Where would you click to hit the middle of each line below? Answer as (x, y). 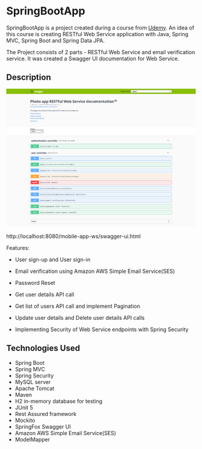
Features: (18, 248)
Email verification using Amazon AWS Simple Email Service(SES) (95, 271)
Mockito (25, 420)
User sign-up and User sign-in (53, 259)
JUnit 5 (24, 408)
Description (29, 77)
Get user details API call (44, 294)
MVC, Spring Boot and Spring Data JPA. (56, 40)
